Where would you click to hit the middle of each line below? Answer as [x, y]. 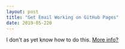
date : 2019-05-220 [29, 23]
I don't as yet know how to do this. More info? [62, 40]
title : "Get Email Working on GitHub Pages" [62, 17]
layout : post [22, 12]
